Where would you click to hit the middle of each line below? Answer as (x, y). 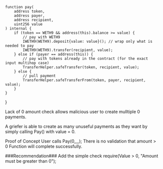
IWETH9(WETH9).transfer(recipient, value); (68, 50)
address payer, (29, 16)
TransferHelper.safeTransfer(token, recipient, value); (81, 67)
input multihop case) (27, 63)
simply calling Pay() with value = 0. (41, 132)
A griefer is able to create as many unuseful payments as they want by (76, 126)
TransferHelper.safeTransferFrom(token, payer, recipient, (84, 80)
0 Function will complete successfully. (44, 146)
